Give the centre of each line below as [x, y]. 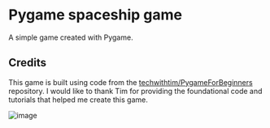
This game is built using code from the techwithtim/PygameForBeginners [131, 82]
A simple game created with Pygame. [71, 37]
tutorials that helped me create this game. [78, 100]
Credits [28, 63]
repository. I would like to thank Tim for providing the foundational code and [135, 91]
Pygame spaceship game [96, 15]
